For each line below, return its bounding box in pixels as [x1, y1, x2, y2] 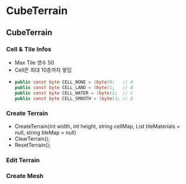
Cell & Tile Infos [6, 45, 52, 53]
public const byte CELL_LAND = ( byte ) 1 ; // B [14, 84, 134, 90]
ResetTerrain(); [14, 141, 51, 148]
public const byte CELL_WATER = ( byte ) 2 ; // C [14, 90, 134, 96]
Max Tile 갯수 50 [14, 59, 55, 66]
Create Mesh [6, 172, 44, 180]
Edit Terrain [6, 156, 40, 164]
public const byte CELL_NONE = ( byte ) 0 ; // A [14, 79, 134, 85]
